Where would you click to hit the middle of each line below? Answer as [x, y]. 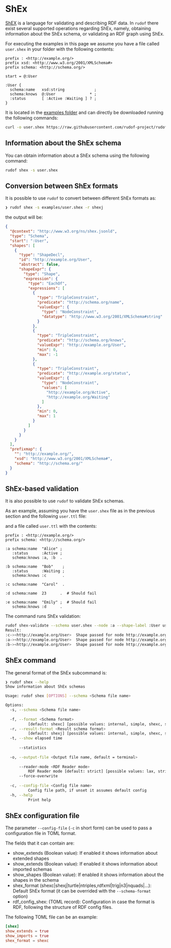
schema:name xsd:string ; [53, 90]
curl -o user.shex [25, 127]
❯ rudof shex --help [27, 682]
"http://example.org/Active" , [78, 392]
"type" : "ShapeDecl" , [42, 255]
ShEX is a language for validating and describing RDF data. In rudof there [82, 23]
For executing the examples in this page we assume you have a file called [82, 43]
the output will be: [24, 218]
